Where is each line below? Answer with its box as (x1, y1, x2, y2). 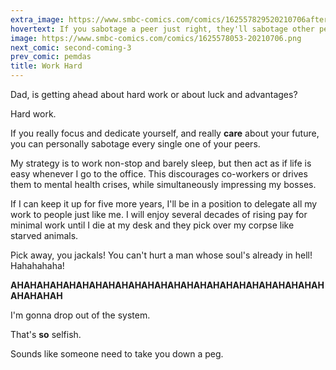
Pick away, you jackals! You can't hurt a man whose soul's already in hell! (10, 249, 313, 261)
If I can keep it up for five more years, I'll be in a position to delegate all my (10, 198, 318, 210)
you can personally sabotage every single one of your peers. (10, 138, 261, 150)
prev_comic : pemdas (10, 52, 92, 62)
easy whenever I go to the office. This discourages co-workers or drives (10, 168, 308, 180)
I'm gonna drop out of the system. (10, 309, 151, 321)
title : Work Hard (10, 61, 83, 71)
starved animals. (10, 230, 79, 241)
